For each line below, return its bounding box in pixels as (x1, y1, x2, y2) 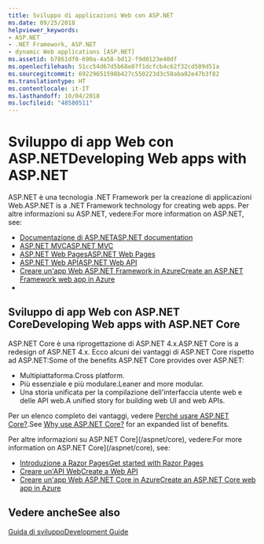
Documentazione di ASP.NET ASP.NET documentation (19, 233, 193, 242)
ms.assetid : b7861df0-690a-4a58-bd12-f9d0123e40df (8, 56, 178, 64)
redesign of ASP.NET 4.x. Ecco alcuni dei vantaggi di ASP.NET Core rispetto (8, 347, 255, 356)
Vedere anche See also (8, 506, 120, 520)
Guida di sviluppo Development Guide (8, 527, 129, 536)
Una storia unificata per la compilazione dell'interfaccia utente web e (19, 387, 243, 397)
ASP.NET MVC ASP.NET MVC (19, 241, 114, 251)
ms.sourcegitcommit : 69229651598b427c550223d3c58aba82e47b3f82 (8, 70, 220, 78)
